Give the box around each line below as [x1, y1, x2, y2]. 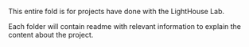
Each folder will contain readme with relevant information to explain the [8, 22, 241, 31]
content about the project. [8, 31, 94, 39]
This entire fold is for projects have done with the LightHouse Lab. [8, 7, 225, 16]
